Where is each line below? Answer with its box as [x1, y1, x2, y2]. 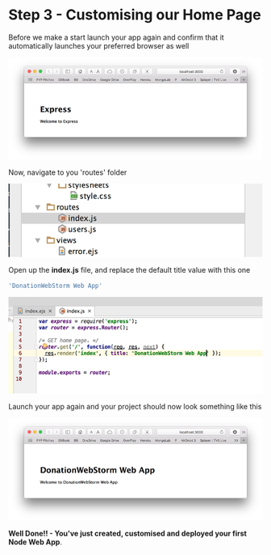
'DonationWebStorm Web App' [8, 282, 103, 290]
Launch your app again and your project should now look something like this [8, 402, 262, 412]
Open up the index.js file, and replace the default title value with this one [8, 265, 251, 275]
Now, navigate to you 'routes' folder [8, 167, 127, 177]
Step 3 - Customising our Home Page [8, 6, 261, 24]
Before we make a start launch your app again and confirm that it [8, 32, 224, 42]
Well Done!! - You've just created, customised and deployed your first [8, 528, 248, 538]
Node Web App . [8, 536, 63, 547]
